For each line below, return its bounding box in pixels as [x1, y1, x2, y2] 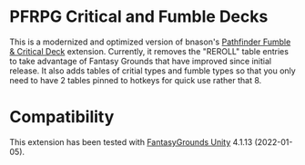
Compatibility [9, 107, 115, 128]
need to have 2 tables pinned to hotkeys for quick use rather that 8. [9, 74, 262, 85]
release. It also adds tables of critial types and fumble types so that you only [9, 65, 296, 76]
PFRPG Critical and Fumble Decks [9, 6, 269, 27]
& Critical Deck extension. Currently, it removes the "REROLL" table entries [9, 45, 290, 56]
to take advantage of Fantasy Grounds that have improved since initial [9, 55, 271, 66]
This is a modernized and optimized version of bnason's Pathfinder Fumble [9, 36, 291, 47]
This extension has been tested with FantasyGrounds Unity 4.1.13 [9, 136, 253, 147]
